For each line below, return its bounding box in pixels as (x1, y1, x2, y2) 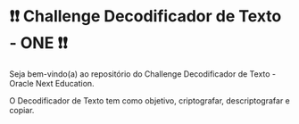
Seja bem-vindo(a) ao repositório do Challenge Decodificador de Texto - (9, 68, 277, 79)
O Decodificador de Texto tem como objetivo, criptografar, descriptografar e (9, 95, 290, 106)
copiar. (9, 104, 35, 115)
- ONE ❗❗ (9, 33, 69, 54)
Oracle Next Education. (9, 78, 96, 88)
